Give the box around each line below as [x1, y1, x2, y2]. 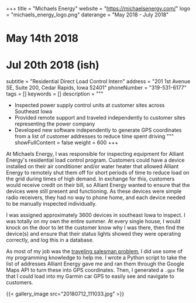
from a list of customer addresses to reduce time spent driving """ [14, 133, 174, 140]
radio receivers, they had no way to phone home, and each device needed [6, 194, 185, 201]
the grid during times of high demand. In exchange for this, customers [6, 175, 175, 182]
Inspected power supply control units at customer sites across [14, 102, 165, 109]
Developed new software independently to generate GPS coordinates [14, 127, 182, 134]
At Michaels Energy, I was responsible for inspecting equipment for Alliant [6, 151, 184, 158]
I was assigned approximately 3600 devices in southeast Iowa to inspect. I [6, 212, 185, 219]
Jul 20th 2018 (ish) [6, 59, 99, 72]
